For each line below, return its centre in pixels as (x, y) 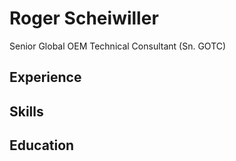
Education (42, 145)
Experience (45, 77)
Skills (26, 111)
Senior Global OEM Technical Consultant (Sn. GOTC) (118, 46)
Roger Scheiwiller (84, 18)
